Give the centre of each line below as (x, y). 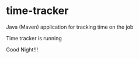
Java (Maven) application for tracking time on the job (70, 27)
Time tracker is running (34, 38)
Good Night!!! (22, 49)
